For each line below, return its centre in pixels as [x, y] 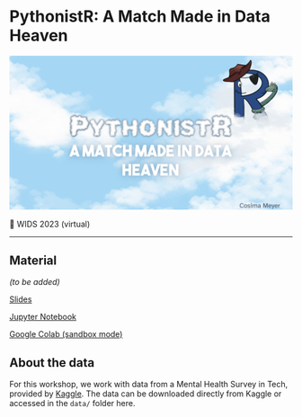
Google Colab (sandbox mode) [66, 334]
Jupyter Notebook [43, 317]
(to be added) [35, 282]
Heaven [39, 35]
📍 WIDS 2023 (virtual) [50, 224]
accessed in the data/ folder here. [72, 404]
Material [33, 260]
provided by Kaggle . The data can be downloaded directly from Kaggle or [146, 394]
